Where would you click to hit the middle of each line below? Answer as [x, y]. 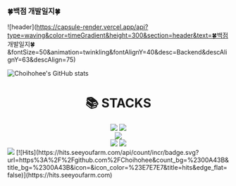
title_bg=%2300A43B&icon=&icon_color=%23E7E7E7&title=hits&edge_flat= [117, 168]
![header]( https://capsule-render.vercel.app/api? [78, 27]
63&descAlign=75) [49, 60]
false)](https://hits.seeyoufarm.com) [60, 175]
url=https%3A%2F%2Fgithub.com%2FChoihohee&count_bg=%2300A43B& [118, 160]
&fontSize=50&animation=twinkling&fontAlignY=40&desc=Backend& [107, 52]
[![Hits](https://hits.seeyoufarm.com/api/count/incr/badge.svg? [107, 153]
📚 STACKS [118, 103]
